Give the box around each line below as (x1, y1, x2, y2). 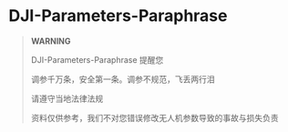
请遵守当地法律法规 (30, 93, 104, 104)
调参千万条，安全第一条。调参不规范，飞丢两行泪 (30, 74, 215, 85)
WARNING (30, 36, 71, 46)
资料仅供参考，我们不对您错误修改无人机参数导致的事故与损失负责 (30, 112, 279, 123)
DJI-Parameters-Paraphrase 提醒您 (30, 54, 164, 65)
